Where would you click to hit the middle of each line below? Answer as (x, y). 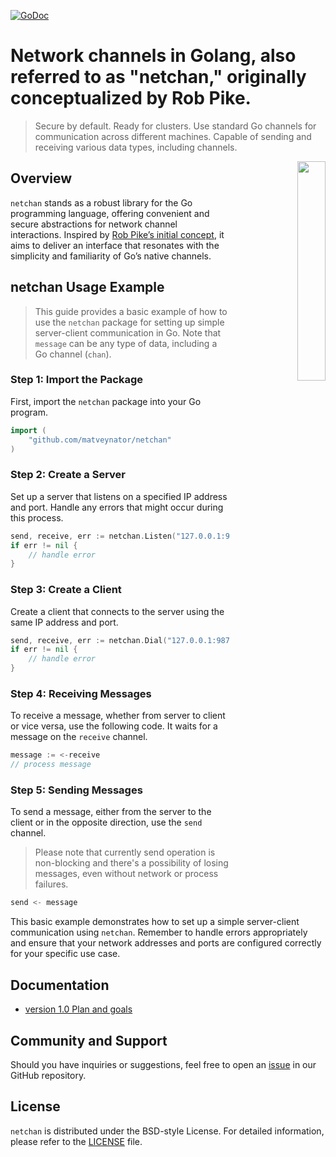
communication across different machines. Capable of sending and (173, 136)
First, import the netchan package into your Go (106, 401)
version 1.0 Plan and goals (78, 1009)
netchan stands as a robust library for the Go (101, 202)
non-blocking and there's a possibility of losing (131, 863)
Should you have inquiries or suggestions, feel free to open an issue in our (163, 1064)
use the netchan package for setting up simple (129, 322)
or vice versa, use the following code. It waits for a (114, 726)
